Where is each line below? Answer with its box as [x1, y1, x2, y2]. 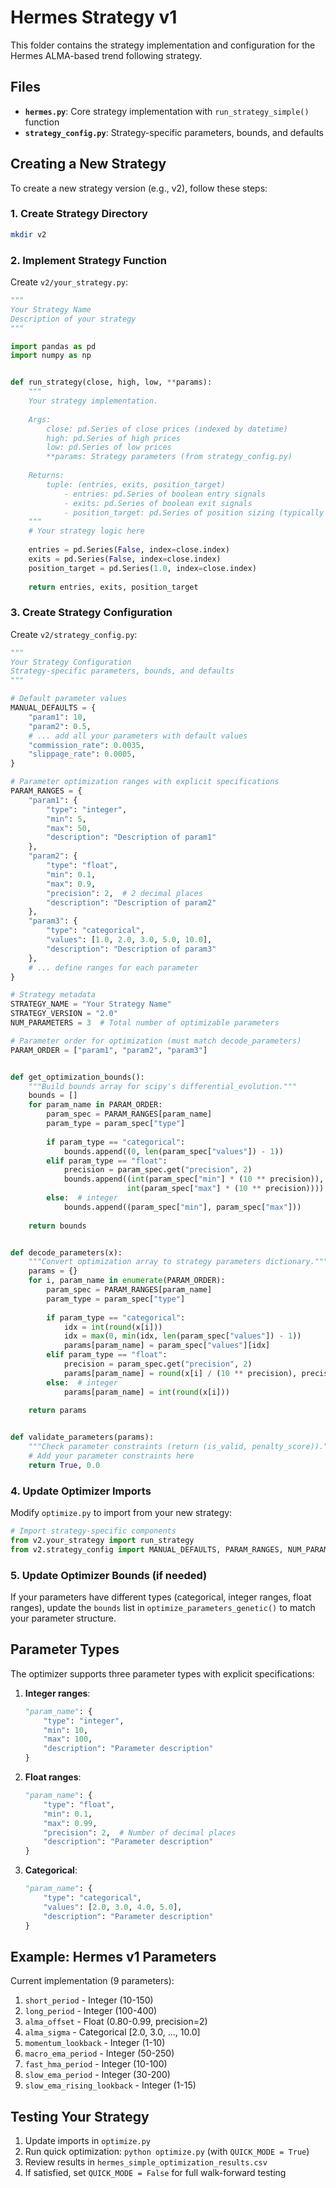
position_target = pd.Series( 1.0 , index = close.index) [28, 563, 257, 573]
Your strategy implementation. [28, 396, 159, 406]
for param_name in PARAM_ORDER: [28, 1100, 163, 1110]
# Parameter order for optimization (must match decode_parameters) [10, 1036, 302, 1046]
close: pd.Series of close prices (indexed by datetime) [46, 424, 288, 434]
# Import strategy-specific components [10, 1526, 177, 1536]
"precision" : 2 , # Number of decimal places [43, 1827, 237, 1838]
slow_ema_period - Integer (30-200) [24, 2069, 171, 2081]
